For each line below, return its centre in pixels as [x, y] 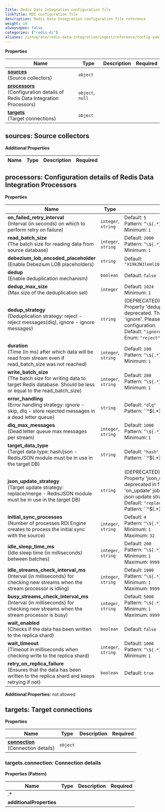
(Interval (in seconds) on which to [46, 223]
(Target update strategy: [36, 487]
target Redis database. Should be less [51, 384]
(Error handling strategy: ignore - [46, 405]
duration [18, 346]
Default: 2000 [139, 238]
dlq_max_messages [31, 425]
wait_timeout [23, 643]
